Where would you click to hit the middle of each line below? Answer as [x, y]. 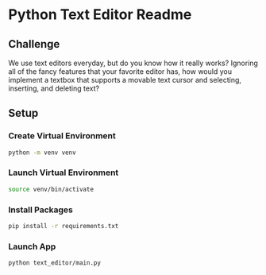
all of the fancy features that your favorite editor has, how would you [120, 72]
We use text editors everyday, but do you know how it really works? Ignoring [133, 63]
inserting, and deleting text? [54, 88]
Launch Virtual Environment [64, 172]
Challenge [34, 44]
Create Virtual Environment [62, 136]
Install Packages [40, 210]
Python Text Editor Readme [100, 15]
